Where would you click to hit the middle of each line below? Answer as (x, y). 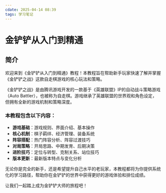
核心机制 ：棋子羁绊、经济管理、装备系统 (53, 133)
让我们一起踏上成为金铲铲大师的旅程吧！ (46, 185)
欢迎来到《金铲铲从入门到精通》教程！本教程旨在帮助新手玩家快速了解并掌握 (83, 73)
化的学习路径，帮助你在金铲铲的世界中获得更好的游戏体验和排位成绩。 (77, 175)
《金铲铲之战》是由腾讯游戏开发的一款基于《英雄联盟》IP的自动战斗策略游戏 (83, 89)
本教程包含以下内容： (30, 116)
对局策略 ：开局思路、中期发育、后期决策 (53, 146)
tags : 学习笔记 (19, 14)
